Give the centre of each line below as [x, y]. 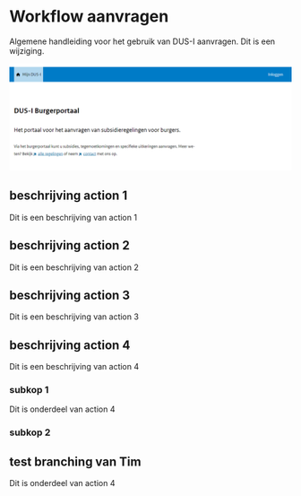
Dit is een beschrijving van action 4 [74, 367]
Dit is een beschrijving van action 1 [73, 217]
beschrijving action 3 [69, 295]
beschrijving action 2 [69, 245]
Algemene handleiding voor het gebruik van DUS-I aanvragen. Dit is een [142, 41]
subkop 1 [29, 390]
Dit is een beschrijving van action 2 [74, 267]
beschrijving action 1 [69, 196]
